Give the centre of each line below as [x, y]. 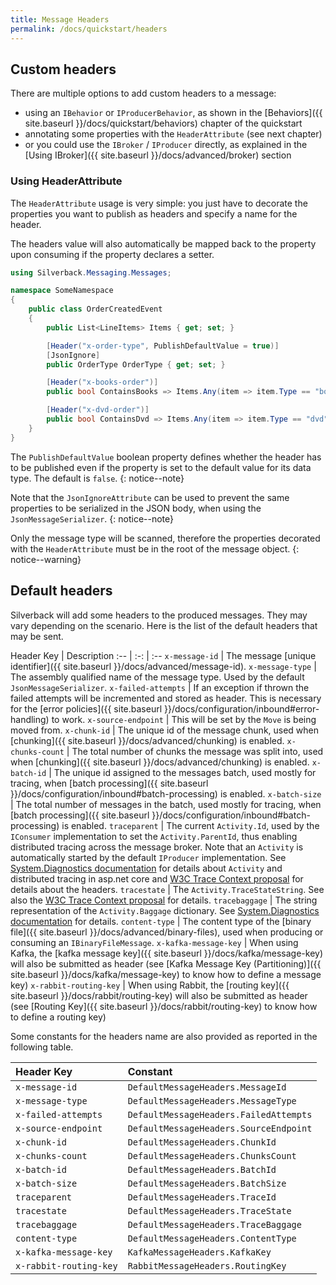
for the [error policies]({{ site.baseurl [86, 708]
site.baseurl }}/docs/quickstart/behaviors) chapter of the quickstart [163, 123]
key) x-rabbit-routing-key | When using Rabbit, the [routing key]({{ [150, 985]
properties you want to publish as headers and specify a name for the [154, 213]
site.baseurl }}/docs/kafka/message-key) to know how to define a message [166, 974]
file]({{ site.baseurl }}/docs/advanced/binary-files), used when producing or [167, 932]
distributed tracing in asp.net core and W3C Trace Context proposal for [157, 878]
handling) [30, 719]
